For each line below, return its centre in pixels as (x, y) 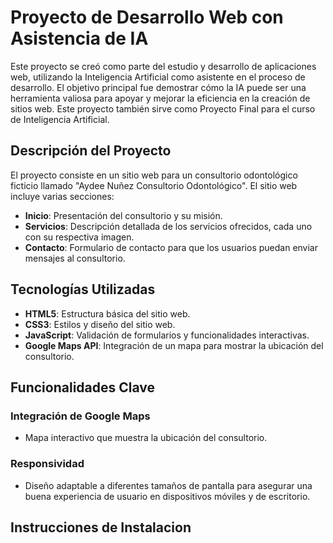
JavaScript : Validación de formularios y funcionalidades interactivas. (167, 335)
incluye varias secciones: (62, 196)
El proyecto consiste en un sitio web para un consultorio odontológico (154, 175)
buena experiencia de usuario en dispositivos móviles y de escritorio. (167, 496)
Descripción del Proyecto (91, 151)
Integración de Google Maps (80, 416)
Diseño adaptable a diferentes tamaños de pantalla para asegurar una (168, 485)
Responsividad (47, 464)
